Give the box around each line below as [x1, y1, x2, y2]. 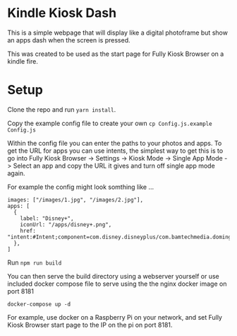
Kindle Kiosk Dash [7, 5, 117, 21]
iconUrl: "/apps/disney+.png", [20, 221, 112, 228]
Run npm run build [7, 258, 62, 267]
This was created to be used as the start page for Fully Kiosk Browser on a [7, 50, 224, 58]
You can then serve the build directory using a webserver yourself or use [7, 272, 220, 280]
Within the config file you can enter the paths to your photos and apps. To [7, 139, 222, 147]
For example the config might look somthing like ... [7, 183, 154, 191]
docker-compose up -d [7, 301, 71, 308]
